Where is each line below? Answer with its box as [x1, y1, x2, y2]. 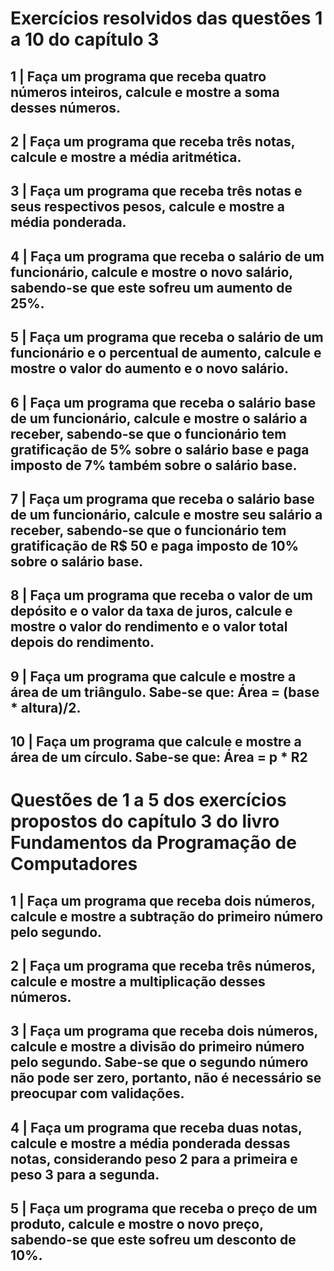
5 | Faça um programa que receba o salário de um [10, 329, 324, 346]
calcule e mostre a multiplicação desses [10, 973, 266, 991]
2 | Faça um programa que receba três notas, [10, 133, 296, 150]
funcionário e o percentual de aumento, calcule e [10, 345, 322, 362]
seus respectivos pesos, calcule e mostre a [10, 198, 285, 216]
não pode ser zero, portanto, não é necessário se [10, 1070, 322, 1087]
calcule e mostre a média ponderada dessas [10, 1135, 291, 1152]
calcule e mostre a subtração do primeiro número [10, 908, 324, 925]
